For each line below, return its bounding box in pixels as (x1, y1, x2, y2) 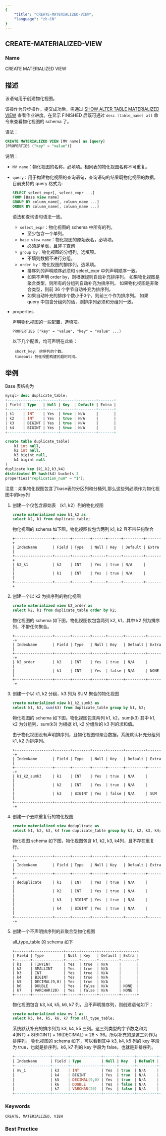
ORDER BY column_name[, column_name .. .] (12, 204, 100, 209)
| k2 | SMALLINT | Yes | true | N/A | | (12, 966, 139, 971)
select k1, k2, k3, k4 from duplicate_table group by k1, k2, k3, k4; (12, 828, 162, 833)
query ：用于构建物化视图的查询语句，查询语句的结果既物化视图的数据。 (12, 174, 159, 180)
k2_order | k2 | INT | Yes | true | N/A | (17, 660, 148, 665)
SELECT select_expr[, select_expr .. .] (12, 190, 95, 195)
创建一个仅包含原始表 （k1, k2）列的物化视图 (12, 502, 104, 508)
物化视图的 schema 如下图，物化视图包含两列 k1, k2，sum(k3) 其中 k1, (12, 714, 156, 720)
